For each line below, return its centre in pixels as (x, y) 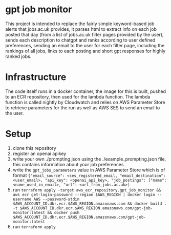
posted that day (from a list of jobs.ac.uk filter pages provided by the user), (84, 34)
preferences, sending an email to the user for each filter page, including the (85, 45)
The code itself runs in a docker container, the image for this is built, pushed (86, 91)
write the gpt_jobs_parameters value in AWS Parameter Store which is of (89, 170)
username (22, 199)
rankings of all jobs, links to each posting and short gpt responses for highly (85, 51)
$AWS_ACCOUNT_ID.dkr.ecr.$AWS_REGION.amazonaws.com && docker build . (90, 204)
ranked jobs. (18, 56)
